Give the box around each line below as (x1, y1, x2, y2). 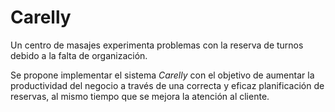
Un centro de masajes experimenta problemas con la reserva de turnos (10, 39, 304, 51)
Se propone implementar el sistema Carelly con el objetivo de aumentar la (10, 69, 315, 81)
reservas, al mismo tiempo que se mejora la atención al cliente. (10, 90, 270, 102)
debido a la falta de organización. (10, 49, 148, 61)
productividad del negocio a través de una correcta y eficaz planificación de (10, 79, 325, 91)
